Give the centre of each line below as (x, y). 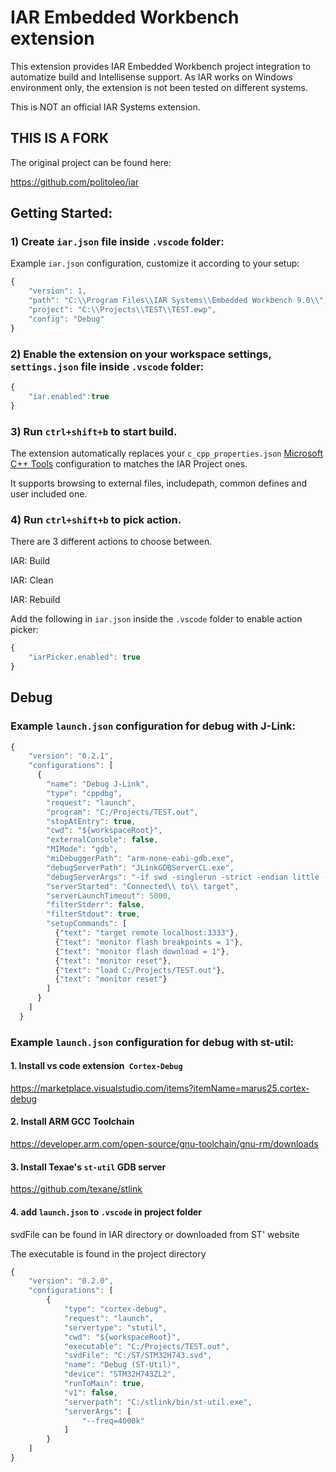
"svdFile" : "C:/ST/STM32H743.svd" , (138, 1356)
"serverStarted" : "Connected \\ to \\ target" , (143, 886)
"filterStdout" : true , (93, 914)
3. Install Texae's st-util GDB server (88, 1167)
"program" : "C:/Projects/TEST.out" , (122, 812)
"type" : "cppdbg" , (84, 793)
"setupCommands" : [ (87, 924)
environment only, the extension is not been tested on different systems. (159, 87)
